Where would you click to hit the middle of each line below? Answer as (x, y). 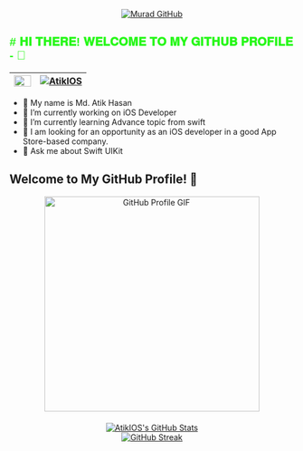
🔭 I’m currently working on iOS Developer (99, 112)
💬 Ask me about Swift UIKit (73, 150)
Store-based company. (65, 141)
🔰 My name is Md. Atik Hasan (77, 102)
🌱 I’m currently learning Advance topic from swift (114, 121)
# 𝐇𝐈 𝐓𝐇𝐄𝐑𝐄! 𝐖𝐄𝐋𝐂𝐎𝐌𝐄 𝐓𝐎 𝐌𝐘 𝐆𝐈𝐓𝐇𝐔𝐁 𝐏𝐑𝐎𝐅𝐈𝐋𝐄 (151, 42)
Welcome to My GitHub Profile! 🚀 (104, 180)
